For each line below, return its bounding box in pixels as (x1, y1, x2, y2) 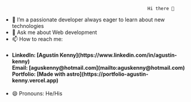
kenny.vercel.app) (11, 76, 58, 84)
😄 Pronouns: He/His (11, 90, 63, 97)
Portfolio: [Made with (11, 70, 66, 78)
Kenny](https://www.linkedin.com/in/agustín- (59, 51, 177, 58)
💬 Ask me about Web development (11, 29, 97, 36)
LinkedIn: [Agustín (11, 51, 59, 58)
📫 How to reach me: (11, 36, 63, 42)
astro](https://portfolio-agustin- (66, 70, 149, 78)
